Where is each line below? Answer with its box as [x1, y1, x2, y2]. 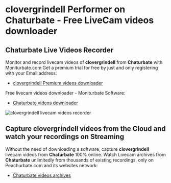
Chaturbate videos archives [12, 172, 71, 178]
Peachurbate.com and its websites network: [5, 162, 98, 168]
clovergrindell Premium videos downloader [12, 80, 103, 86]
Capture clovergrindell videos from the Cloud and [5, 124, 166, 133]
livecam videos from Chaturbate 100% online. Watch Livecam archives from [5, 151, 166, 157]
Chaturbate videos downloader [12, 100, 78, 106]
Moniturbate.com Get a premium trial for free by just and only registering [5, 65, 158, 71]
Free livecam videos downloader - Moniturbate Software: [5, 90, 126, 96]
